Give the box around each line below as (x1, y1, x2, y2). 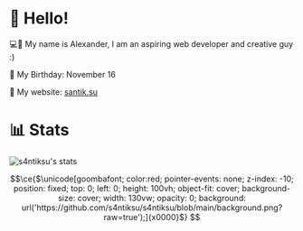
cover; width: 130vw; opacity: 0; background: (77, 192, 246, 203)
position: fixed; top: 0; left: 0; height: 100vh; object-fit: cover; (13, 182, 241, 193)
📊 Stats (9, 120, 70, 141)
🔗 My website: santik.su (9, 86, 98, 97)
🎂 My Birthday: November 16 (9, 69, 116, 79)
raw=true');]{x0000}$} (103, 211, 188, 222)
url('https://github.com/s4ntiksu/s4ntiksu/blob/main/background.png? (21, 202, 283, 213)
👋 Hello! (9, 8, 70, 29)
